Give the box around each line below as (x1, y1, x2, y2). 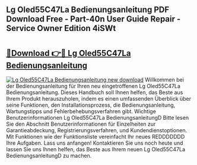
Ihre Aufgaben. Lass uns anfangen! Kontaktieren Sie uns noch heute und (6, 139, 183, 147)
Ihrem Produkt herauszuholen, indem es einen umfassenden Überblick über (6, 95, 192, 102)
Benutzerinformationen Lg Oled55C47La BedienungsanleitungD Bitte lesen (6, 114, 189, 121)
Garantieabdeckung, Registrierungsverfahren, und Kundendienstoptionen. (6, 127, 188, 133)
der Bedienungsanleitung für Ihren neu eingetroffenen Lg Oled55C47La (6, 83, 181, 89)
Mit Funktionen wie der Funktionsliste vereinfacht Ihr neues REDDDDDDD (6, 133, 185, 140)
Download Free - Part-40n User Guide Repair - (6, 14, 181, 24)
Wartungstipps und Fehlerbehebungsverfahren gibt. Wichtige (6, 108, 156, 115)
